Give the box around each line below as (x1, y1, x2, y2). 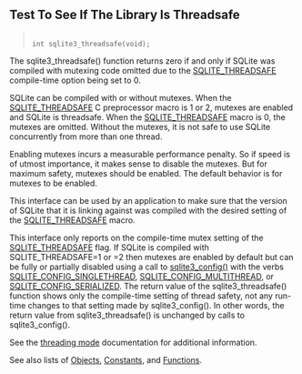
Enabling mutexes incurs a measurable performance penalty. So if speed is (9, 148, 291, 159)
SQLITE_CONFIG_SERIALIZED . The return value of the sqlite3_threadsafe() (9, 280, 287, 291)
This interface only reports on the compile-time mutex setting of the (9, 232, 264, 243)
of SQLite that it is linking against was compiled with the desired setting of (9, 205, 287, 216)
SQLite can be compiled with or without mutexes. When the (9, 92, 232, 103)
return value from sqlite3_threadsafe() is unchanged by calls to (9, 309, 246, 320)
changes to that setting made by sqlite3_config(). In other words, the (27, 299, 285, 310)
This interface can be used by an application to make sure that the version (9, 195, 288, 206)
